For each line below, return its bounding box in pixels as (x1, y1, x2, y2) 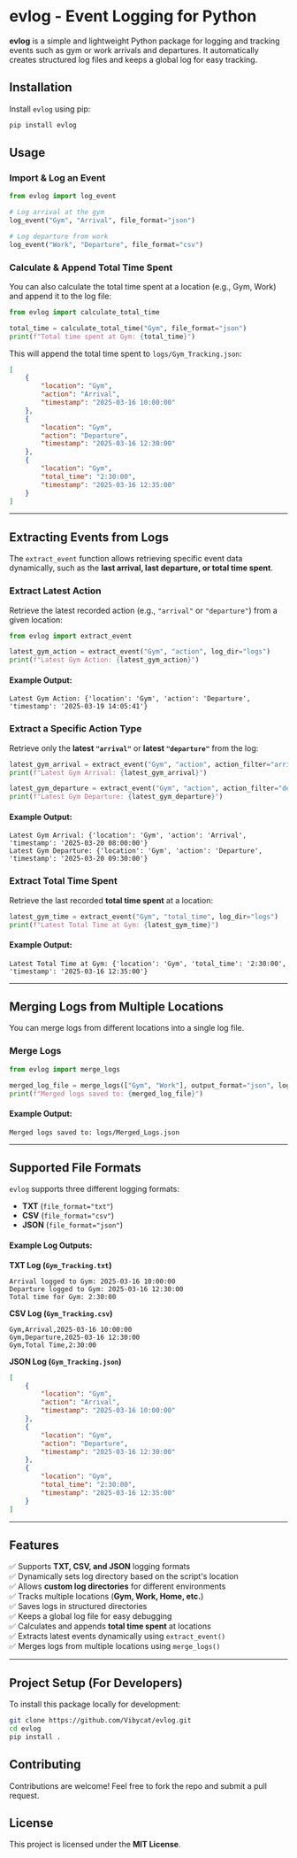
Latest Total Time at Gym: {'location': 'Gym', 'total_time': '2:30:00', (9, 959, 287, 968)
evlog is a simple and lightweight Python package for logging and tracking (9, 35, 280, 46)
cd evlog (9, 1724, 42, 1733)
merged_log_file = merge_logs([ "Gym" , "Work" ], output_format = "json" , (9, 1080, 275, 1090)
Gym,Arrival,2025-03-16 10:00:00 (9, 1325, 133, 1334)
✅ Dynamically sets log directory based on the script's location (9, 1571, 239, 1582)
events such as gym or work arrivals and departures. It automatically (9, 44, 259, 55)
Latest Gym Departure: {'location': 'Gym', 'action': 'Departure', (9, 847, 263, 855)
